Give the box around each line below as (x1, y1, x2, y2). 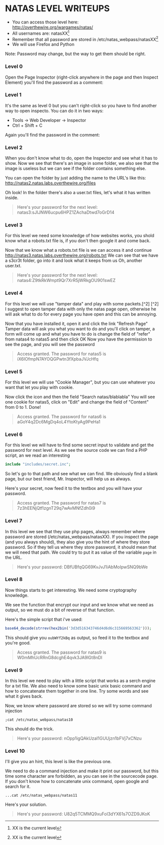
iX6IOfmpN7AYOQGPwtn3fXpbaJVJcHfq (17, 356, 99, 362)
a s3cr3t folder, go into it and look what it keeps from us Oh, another (5, 258, 143, 263)
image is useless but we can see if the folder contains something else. (5, 165, 146, 171)
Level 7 (5, 518, 22, 524)
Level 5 (5, 368, 23, 375)
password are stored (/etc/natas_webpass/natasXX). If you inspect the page (5, 534, 159, 540)
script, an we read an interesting (5, 452, 70, 459)
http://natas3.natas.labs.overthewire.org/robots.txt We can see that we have (5, 252, 159, 259)
